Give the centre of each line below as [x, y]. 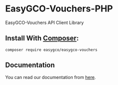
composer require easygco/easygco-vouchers [51, 50]
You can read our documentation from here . [51, 77]
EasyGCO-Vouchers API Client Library [44, 22]
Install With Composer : [42, 38]
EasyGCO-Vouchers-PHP [59, 9]
